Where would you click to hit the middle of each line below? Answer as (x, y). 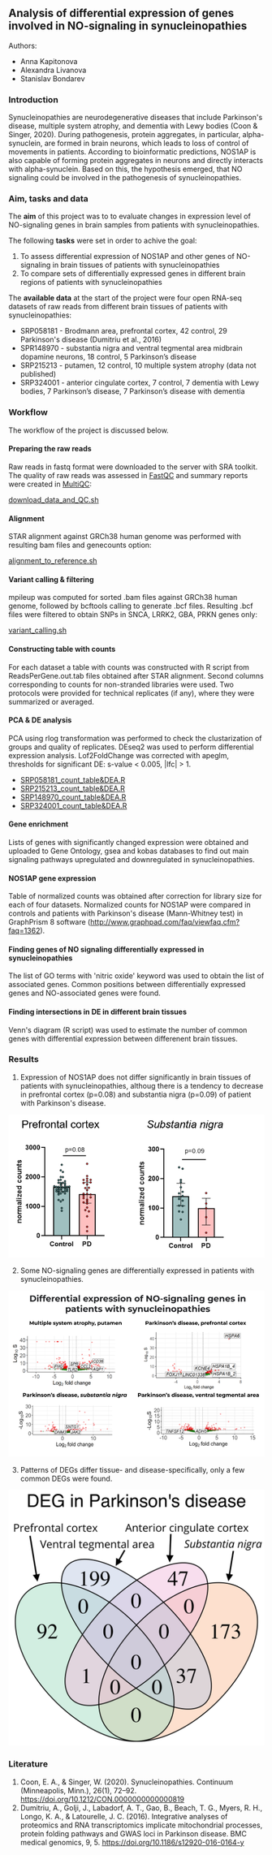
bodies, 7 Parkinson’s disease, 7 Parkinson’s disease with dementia (132, 391)
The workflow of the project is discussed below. (89, 430)
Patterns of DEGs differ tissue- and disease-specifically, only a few (132, 1470)
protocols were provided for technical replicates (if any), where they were (132, 692)
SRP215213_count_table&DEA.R (73, 788)
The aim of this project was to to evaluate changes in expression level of (130, 216)
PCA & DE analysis (40, 720)
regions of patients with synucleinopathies (91, 283)
